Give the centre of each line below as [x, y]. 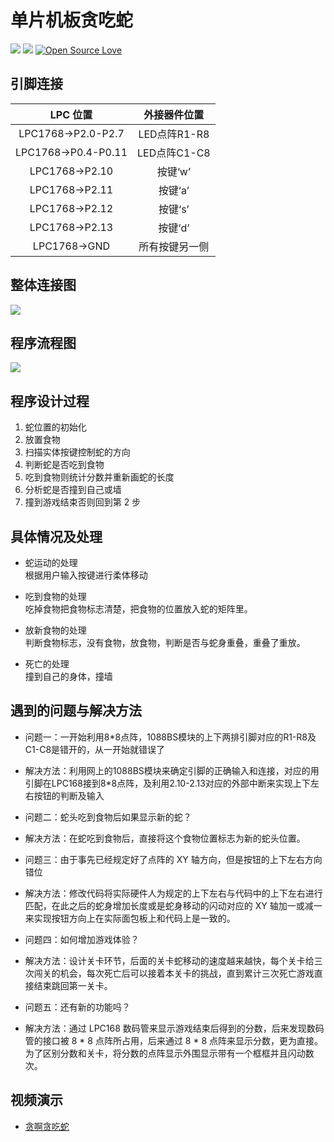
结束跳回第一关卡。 [73, 985]
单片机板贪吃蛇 [72, 20]
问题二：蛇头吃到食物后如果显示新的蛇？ [108, 817]
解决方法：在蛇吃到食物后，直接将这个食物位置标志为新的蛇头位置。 [165, 838]
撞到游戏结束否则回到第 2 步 [83, 502]
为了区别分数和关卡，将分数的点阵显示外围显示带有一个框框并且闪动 [165, 1053]
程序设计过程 [50, 401]
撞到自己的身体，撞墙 [68, 676]
